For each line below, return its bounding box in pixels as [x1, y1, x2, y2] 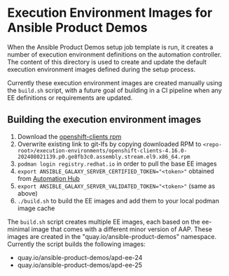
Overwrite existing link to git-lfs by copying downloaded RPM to [17, 140, 202, 148]
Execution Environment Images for [7, 5, 213, 21]
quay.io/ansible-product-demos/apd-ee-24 [17, 253, 143, 261]
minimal [7, 225, 30, 233]
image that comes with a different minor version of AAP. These [31, 225, 212, 233]
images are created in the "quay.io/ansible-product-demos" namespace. [7, 232, 217, 240]
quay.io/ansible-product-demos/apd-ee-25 [17, 261, 142, 269]
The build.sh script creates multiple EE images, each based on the [7, 217, 201, 226]
